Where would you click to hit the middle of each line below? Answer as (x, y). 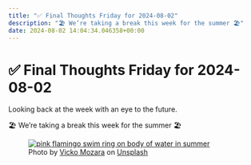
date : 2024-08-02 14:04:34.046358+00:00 (77, 30)
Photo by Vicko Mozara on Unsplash (88, 152)
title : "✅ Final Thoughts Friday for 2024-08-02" (93, 16)
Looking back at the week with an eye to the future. (93, 109)
